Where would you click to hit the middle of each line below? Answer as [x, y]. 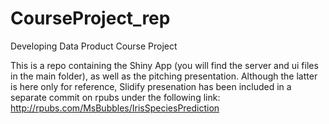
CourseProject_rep [90, 18]
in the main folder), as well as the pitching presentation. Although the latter [164, 76]
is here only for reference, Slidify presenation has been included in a [151, 86]
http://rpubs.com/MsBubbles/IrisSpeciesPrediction [115, 108]
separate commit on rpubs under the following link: [115, 97]
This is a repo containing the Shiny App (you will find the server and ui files [164, 65]
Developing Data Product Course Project [94, 46]
